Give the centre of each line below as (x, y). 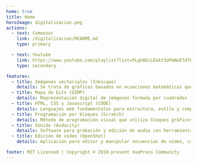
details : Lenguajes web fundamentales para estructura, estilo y (98, 109)
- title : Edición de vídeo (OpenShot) (59, 136)
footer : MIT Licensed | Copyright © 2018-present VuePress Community (93, 152)
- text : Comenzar (33, 33)
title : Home (21, 17)
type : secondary (37, 66)
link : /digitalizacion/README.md (57, 39)
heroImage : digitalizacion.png (44, 22)
